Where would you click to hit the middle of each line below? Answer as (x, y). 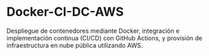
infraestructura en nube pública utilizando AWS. (75, 45)
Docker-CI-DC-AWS (65, 12)
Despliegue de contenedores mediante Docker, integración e (93, 31)
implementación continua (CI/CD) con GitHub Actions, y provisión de (104, 38)
